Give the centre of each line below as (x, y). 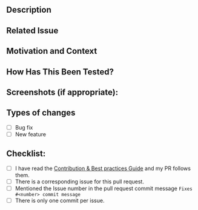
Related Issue (32, 31)
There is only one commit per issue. (60, 200)
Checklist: (26, 154)
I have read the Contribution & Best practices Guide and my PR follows (103, 168)
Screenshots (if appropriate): (62, 92)
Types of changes (41, 113)
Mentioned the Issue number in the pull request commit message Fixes (104, 188)
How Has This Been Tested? (60, 72)
